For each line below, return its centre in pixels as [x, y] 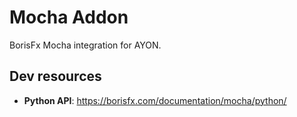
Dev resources [55, 76]
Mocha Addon [69, 17]
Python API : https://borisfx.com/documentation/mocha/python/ [155, 100]
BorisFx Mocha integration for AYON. [85, 45]
